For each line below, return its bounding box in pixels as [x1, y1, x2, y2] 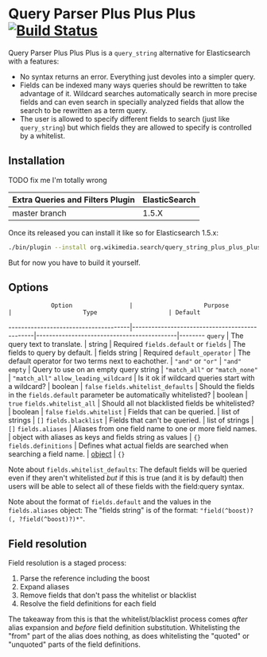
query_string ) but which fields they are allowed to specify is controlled [19, 122, 252, 132]
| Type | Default [8, 309, 201, 317]
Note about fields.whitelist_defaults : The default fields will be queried [8, 465, 248, 474]
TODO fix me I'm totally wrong [8, 175, 107, 185]
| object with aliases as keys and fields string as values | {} [8, 433, 201, 442]
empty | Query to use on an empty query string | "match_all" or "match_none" [8, 365, 258, 375]
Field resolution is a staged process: [8, 558, 127, 568]
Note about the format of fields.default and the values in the [8, 497, 212, 507]
